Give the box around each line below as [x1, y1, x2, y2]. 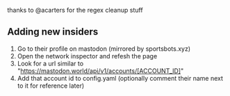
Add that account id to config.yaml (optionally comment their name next [17, 74, 224, 82]
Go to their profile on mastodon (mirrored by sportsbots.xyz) [17, 45, 191, 53]
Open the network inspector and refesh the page [17, 51, 158, 60]
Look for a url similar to [17, 59, 84, 67]
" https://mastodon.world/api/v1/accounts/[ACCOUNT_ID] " [17, 66, 184, 75]
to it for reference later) [17, 81, 85, 90]
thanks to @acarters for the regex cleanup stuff [7, 6, 144, 14]
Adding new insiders [7, 26, 99, 38]
